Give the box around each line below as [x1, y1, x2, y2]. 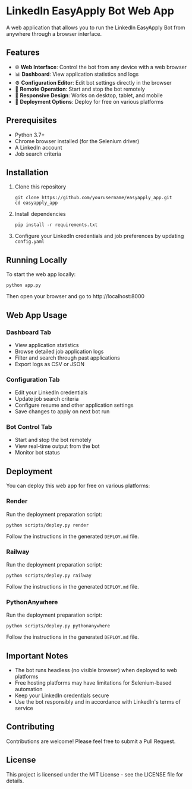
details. [6, 777, 24, 784]
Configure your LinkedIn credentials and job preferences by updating [14, 233, 184, 240]
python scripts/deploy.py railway [6, 573, 92, 578]
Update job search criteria [14, 395, 79, 403]
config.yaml [14, 239, 45, 245]
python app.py [6, 282, 42, 289]
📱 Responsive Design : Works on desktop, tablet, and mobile [14, 91, 163, 99]
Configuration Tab [6, 375, 60, 383]
